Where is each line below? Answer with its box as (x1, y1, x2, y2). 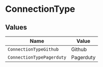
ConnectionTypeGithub (7, 47, 59, 52)
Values (5, 23, 27, 32)
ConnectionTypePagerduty (7, 55, 67, 60)
